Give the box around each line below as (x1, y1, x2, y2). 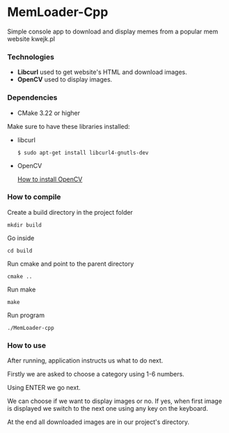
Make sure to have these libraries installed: (7, 122, 130, 130)
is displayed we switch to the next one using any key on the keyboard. (7, 404, 209, 413)
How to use (7, 340, 47, 350)
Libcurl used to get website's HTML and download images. (17, 68, 187, 77)
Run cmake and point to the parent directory (7, 259, 134, 268)
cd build (7, 247, 33, 255)
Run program (7, 311, 45, 319)
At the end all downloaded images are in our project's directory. (7, 418, 190, 426)
